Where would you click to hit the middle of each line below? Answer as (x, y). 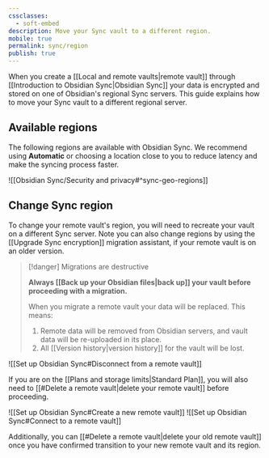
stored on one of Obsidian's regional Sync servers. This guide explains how (134, 93)
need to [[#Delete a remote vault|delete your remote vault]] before (119, 388)
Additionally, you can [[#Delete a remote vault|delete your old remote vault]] (135, 436)
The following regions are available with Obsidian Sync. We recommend (128, 147)
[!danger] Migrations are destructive (88, 266)
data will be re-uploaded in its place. (101, 339)
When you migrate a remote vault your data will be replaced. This (137, 306)
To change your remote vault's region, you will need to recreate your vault (131, 225)
